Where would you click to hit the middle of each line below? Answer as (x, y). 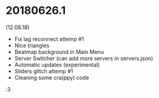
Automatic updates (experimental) (57, 65)
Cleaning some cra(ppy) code (52, 77)
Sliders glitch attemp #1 (44, 71)
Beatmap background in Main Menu (59, 51)
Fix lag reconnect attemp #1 (49, 39)
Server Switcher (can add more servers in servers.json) (84, 58)
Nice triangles (32, 45)
